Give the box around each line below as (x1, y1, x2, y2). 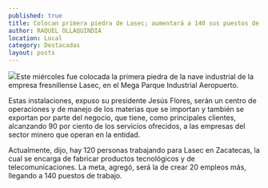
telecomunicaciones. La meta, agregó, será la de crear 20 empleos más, (8, 162, 246, 172)
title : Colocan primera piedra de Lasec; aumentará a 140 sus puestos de (8, 19, 260, 27)
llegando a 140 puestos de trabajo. (8, 171, 122, 180)
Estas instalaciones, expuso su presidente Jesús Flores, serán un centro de (8, 96, 258, 105)
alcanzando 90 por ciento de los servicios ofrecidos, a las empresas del (8, 122, 246, 130)
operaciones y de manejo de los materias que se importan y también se (8, 105, 244, 114)
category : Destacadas (8, 42, 81, 50)
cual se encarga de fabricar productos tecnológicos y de (8, 154, 196, 163)
